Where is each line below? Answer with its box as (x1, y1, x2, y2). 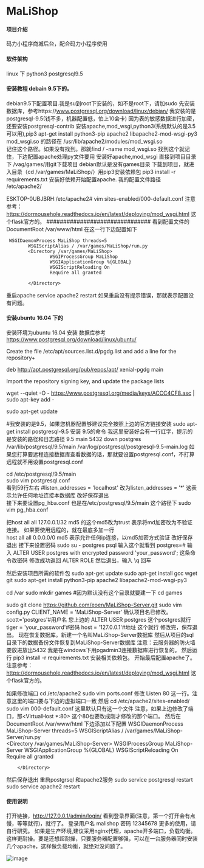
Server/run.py (6, 734, 41, 740)
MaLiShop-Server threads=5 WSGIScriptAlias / (6, 727, 124, 734)
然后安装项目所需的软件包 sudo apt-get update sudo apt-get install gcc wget (6, 570, 198, 577)
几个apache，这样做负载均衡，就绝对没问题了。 (6, 842, 126, 850)
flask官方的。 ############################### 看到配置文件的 (11, 218, 190, 225)
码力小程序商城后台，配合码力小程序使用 (6, 40, 107, 47)
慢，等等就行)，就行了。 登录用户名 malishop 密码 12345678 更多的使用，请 (6, 820, 196, 827)
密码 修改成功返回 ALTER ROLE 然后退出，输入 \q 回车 (16, 557, 152, 564)
